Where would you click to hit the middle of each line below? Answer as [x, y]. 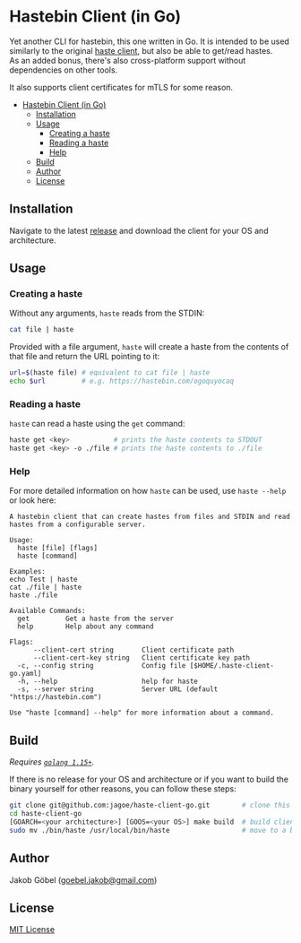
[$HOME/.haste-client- [232, 666]
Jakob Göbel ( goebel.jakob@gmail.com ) [83, 879]
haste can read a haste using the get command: [97, 424]
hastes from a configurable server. [77, 525]
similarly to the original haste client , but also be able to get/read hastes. [141, 50]
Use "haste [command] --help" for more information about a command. [142, 713]
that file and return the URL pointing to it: [85, 357]
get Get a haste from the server [96, 619]
